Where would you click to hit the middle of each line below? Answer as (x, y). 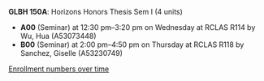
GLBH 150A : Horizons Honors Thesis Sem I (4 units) (95, 12)
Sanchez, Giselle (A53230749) (71, 53)
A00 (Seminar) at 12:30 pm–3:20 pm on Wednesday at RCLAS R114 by (138, 27)
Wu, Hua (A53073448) (58, 36)
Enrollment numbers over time (59, 69)
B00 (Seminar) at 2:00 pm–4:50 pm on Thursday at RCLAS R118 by (132, 45)
